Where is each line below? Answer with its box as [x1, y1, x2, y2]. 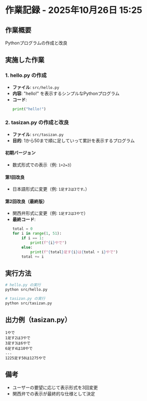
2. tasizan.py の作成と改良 [5, 119, 69, 126]
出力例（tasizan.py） [5, 316, 72, 324]
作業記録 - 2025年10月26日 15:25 [5, 4, 143, 16]
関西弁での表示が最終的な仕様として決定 [12, 391, 95, 397]
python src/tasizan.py [5, 301, 52, 306]
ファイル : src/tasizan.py [12, 131, 64, 137]
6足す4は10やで [5, 346, 33, 351]
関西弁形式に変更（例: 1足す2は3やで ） [12, 210, 88, 216]
